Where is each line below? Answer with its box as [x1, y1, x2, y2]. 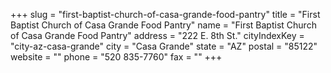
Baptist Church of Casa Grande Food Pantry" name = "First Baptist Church [10, 19, 317, 31]
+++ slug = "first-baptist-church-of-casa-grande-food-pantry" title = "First [10, 9, 321, 20]
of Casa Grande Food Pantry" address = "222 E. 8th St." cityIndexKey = [10, 30, 305, 41]
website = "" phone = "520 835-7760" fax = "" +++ [10, 51, 223, 63]
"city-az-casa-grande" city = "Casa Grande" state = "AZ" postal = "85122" [10, 40, 318, 52]
